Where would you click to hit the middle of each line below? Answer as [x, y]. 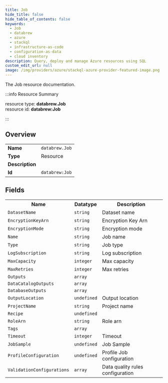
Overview [21, 135]
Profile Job [115, 352]
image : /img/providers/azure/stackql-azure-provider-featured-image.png [82, 70]
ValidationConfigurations [38, 370]
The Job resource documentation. [40, 84]
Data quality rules [123, 366]
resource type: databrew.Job [35, 104]
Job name [114, 236]
